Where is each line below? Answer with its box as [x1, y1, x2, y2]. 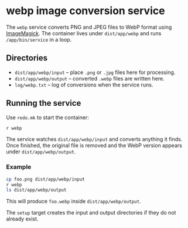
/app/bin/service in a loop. [6, 36, 72, 43]
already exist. [6, 216, 39, 223]
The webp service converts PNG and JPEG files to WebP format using [6, 24, 172, 31]
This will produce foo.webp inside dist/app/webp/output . [6, 198, 142, 205]
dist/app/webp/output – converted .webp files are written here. [14, 75, 165, 82]
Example [6, 163, 32, 171]
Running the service [6, 98, 81, 108]
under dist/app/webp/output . [6, 148, 76, 155]
